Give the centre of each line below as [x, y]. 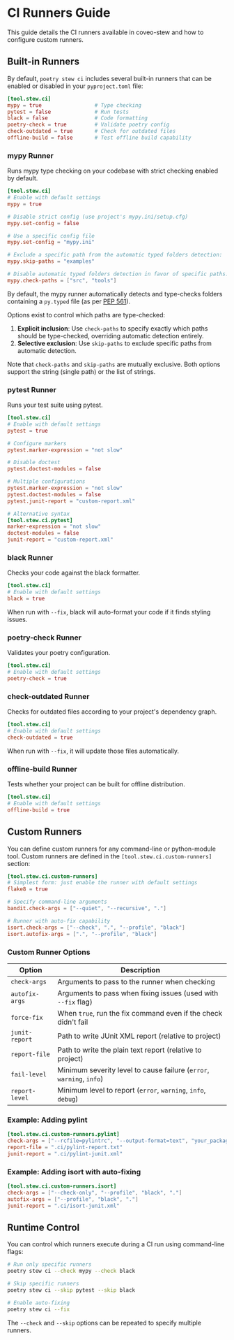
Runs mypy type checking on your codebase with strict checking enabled [113, 171]
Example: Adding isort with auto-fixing [74, 1172]
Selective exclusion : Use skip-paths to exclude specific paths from [115, 343]
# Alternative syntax [39, 514]
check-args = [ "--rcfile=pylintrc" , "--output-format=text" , [98, 1141]
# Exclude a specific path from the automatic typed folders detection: [115, 255]
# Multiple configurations [46, 482]
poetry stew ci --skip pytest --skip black [71, 1290]
